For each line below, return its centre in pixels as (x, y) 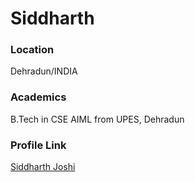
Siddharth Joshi (43, 167)
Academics (38, 97)
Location (32, 50)
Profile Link (38, 145)
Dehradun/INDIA (44, 71)
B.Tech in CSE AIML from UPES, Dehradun (97, 119)
